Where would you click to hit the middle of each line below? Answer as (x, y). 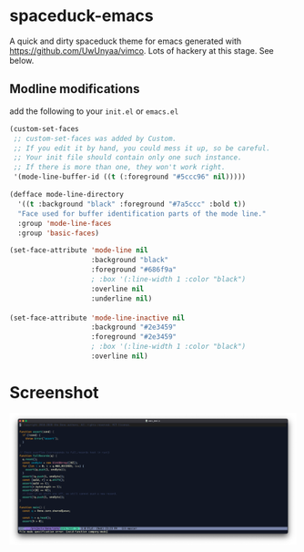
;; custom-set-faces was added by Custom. (95, 138)
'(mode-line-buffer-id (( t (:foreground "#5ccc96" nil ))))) (130, 177)
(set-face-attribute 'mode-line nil (79, 250)
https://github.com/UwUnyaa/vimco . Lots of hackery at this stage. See (142, 50)
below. (22, 60)
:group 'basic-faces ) (59, 233)
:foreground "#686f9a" (134, 270)
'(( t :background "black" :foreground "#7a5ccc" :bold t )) (132, 204)
